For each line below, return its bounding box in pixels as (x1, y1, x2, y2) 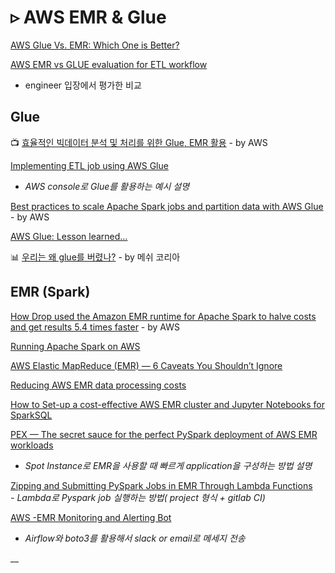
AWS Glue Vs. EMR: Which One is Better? (10, 39, 180, 51)
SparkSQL (10, 409, 53, 421)
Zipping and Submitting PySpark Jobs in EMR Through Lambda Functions (10, 479, 313, 491)
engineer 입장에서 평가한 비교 (24, 79, 142, 91)
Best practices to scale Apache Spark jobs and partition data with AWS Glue (10, 200, 324, 212)
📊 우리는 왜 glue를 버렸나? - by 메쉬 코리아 (10, 251, 181, 263)
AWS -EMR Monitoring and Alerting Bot (10, 511, 172, 523)
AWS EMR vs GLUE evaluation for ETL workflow (10, 58, 208, 70)
